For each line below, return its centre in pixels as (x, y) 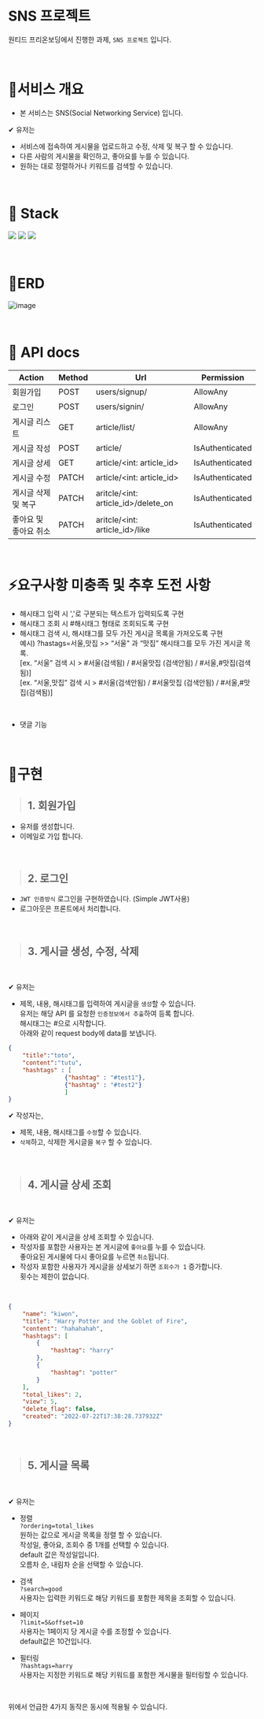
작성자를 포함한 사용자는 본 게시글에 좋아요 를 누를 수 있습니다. (112, 1247)
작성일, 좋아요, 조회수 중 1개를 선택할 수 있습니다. (94, 1544)
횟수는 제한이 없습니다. (54, 1276)
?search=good (41, 1589)
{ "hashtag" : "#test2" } (103, 1085)
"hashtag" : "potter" (84, 1372)
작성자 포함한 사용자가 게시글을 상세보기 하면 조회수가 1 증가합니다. (121, 1267)
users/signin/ (120, 407)
